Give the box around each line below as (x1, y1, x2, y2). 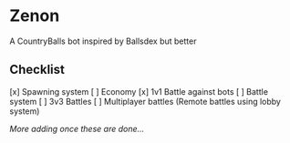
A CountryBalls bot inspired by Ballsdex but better (9, 36, 197, 46)
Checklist (9, 62, 66, 77)
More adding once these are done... (9, 123, 145, 134)
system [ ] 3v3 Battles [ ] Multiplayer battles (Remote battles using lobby (9, 96, 281, 107)
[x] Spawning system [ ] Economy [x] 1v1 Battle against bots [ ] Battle (9, 86, 269, 97)
